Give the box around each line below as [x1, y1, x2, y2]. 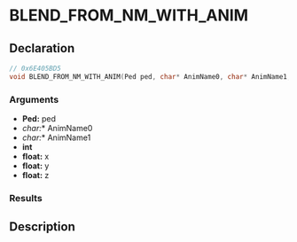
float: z [21, 170, 50, 181]
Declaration [9, 41, 75, 56]
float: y [21, 160, 50, 171]
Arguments [9, 93, 59, 105]
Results [9, 191, 43, 204]
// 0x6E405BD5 [9, 64, 62, 73]
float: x [21, 152, 50, 162]
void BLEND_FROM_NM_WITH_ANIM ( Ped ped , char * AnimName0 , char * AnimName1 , [9, 72, 292, 81]
